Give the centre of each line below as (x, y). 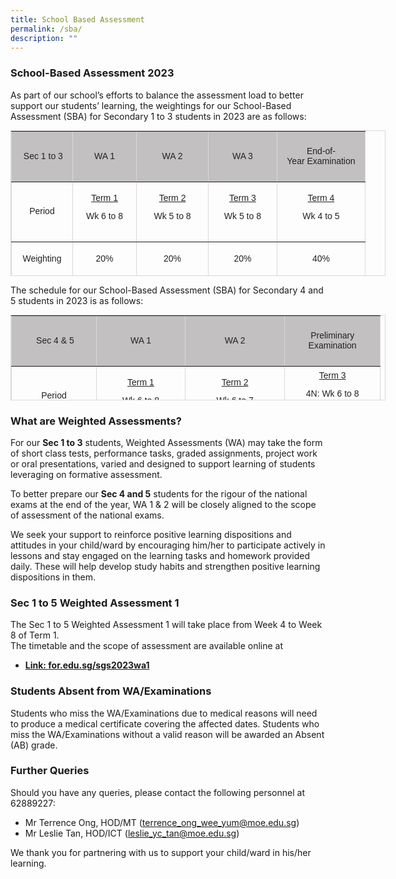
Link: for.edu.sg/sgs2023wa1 (87, 665)
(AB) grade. (34, 745)
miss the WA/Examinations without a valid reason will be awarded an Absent (167, 734)
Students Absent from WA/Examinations (111, 691)
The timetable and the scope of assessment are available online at (147, 646)
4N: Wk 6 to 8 (332, 393)
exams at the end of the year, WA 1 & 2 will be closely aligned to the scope (163, 504)
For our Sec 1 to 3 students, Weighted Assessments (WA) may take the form (166, 442)
